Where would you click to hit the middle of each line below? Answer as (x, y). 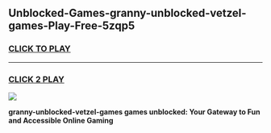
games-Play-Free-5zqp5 (72, 26)
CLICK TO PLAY (40, 49)
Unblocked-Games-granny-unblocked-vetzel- (127, 13)
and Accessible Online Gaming (61, 120)
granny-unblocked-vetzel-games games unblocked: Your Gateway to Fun (134, 111)
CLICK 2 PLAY (36, 79)
